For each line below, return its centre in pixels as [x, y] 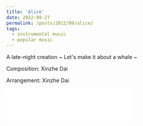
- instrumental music [39, 34]
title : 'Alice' [25, 12]
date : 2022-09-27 [28, 17]
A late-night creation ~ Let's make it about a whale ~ [72, 57]
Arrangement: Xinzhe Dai [38, 80]
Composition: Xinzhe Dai [37, 69]
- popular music [32, 40]
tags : [13, 29]
